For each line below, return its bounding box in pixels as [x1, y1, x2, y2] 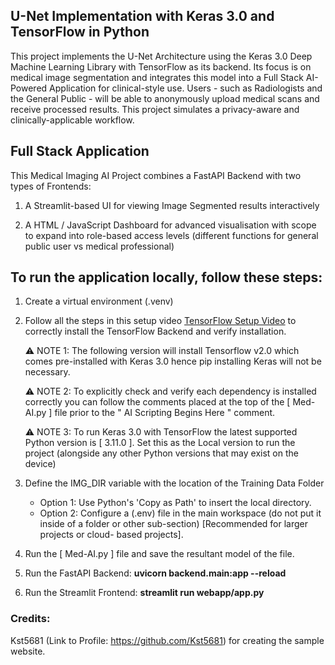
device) [24, 458, 57, 470]
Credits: [10, 612, 51, 626]
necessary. [24, 366, 71, 378]
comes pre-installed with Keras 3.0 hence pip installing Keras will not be [24, 355, 322, 368]
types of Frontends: [10, 180, 92, 192]
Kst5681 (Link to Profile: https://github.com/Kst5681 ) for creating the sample [10, 634, 325, 646]
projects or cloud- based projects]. [39, 529, 184, 541]
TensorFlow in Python [10, 24, 150, 41]
